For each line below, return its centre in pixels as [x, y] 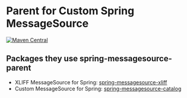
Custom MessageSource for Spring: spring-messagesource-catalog [98, 88]
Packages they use [42, 59]
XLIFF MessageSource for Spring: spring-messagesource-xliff [91, 82]
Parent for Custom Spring [70, 11]
